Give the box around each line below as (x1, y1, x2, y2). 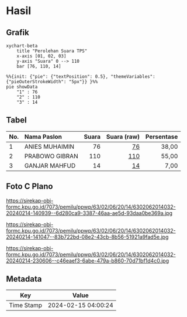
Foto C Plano (6, 182, 53, 192)
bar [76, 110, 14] (16, 63, 61, 69)
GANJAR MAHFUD (24, 161, 76, 169)
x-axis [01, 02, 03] (16, 53, 67, 59)
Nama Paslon (24, 132, 63, 141)
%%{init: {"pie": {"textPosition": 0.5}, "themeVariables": (6, 74, 156, 80)
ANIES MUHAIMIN (24, 142, 75, 151)
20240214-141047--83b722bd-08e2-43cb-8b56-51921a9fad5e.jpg (6, 233, 169, 240)
